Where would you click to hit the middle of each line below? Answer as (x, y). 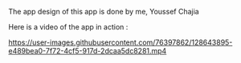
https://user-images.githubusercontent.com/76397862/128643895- (120, 42)
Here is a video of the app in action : (68, 27)
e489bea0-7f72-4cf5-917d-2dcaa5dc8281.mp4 (88, 51)
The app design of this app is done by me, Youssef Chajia (104, 12)
